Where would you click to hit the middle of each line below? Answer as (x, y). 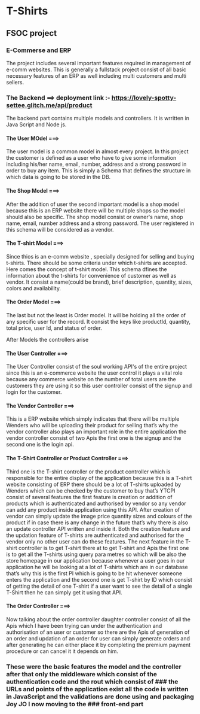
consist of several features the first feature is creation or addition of (89, 497)
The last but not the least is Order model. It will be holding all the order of (96, 315)
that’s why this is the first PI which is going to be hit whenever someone (94, 573)
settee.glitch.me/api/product (49, 105)
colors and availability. (34, 288)
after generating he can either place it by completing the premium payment (99, 645)
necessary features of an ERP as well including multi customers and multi (96, 75)
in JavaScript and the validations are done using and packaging (100, 697)
